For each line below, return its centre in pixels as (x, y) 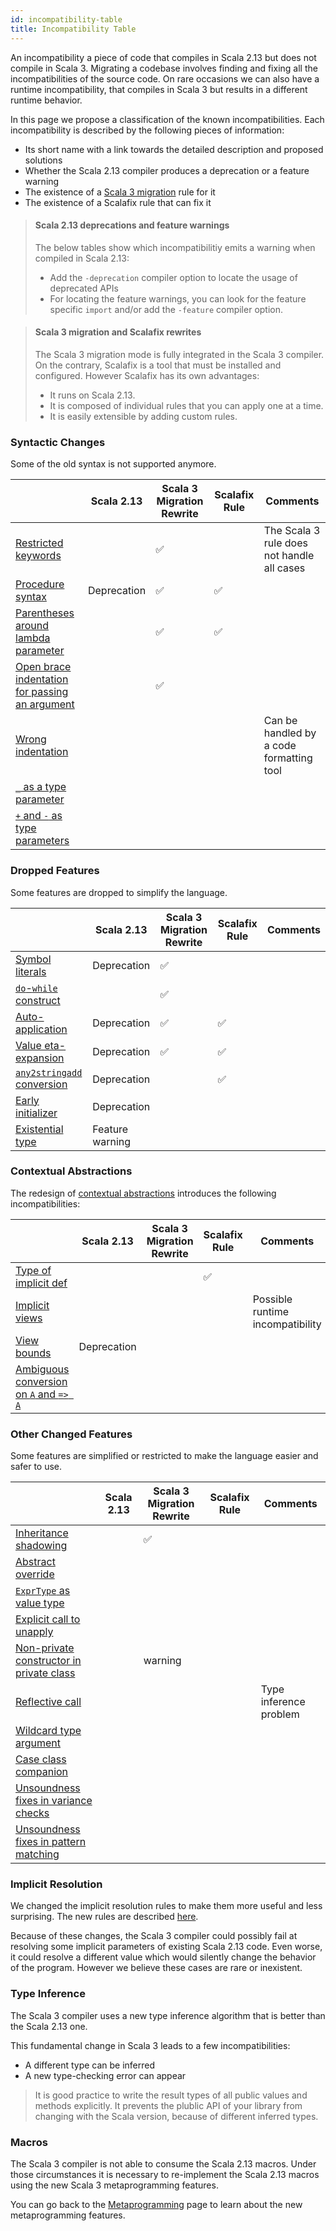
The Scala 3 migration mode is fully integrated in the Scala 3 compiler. (179, 354)
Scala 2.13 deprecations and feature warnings (132, 225)
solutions (43, 160)
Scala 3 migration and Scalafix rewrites (118, 332)
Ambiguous (42, 1369)
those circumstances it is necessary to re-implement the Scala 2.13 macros (165, 2174)
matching (37, 1854)
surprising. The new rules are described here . (104, 1917)
